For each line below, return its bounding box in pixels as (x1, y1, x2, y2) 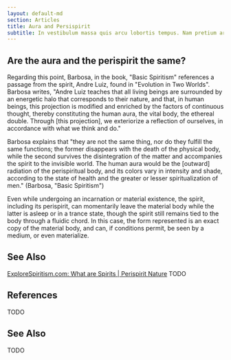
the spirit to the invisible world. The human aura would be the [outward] (7, 160, 210, 168)
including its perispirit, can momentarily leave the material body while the (7, 202, 214, 211)
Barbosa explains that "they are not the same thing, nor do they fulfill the (7, 138, 213, 146)
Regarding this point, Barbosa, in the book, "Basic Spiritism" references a (7, 73, 214, 81)
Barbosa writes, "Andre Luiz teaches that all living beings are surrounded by (7, 87, 223, 96)
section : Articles (7, 17, 60, 23)
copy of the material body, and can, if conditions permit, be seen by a (7, 224, 204, 233)
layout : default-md (7, 10, 63, 17)
